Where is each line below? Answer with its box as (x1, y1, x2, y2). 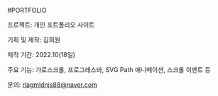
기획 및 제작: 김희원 (7, 35, 60, 44)
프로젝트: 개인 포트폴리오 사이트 (7, 20, 95, 29)
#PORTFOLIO (7, 6, 47, 14)
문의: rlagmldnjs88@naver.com (7, 80, 97, 89)
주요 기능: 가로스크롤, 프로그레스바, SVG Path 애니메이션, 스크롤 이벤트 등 (7, 66, 211, 73)
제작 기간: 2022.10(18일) (7, 51, 76, 59)
